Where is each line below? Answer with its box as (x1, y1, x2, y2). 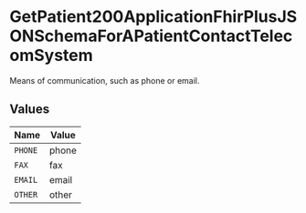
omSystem (9, 46, 93, 66)
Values (9, 102, 50, 117)
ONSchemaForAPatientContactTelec (9, 25, 293, 46)
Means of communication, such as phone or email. (9, 75, 200, 86)
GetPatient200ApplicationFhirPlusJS (9, 6, 298, 27)
